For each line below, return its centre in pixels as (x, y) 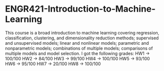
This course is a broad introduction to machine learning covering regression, (82, 33)
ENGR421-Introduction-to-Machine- (80, 9)
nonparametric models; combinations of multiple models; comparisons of (79, 48)
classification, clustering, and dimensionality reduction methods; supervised (82, 38)
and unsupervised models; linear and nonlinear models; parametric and (77, 43)
